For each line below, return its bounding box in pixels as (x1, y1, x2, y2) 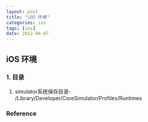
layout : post (6, 8, 38, 15)
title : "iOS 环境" (6, 14, 50, 20)
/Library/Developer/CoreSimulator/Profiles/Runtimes (14, 94, 142, 101)
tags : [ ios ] (6, 25, 36, 31)
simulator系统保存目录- (14, 88, 71, 95)
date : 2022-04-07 (6, 31, 49, 37)
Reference (6, 109, 37, 117)
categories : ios (6, 20, 46, 25)
